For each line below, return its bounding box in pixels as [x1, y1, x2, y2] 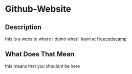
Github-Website [5, 3, 71, 15]
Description [5, 23, 42, 31]
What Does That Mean [5, 50, 75, 58]
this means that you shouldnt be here [5, 63, 80, 69]
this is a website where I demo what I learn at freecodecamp [5, 36, 127, 42]
